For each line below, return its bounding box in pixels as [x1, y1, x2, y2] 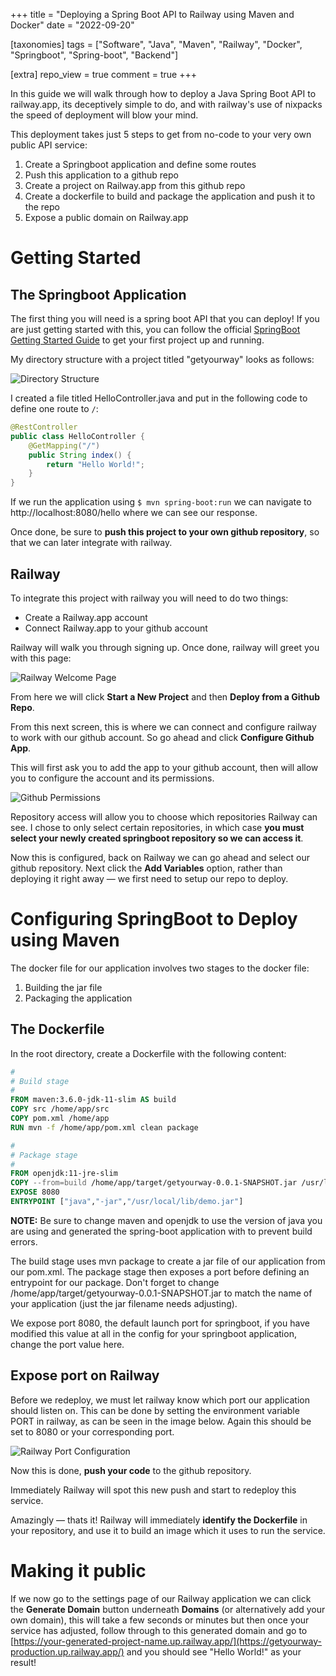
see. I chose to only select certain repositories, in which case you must [10, 821, 305, 833]
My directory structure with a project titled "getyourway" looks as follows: [10, 354, 315, 365]
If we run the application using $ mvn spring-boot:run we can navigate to [10, 496, 312, 508]
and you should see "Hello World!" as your [126, 1645, 302, 1658]
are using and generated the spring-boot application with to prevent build [10, 1225, 313, 1237]
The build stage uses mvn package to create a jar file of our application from [10, 1255, 326, 1267]
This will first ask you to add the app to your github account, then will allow [10, 761, 319, 773]
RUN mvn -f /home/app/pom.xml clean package [10, 1122, 199, 1133]
